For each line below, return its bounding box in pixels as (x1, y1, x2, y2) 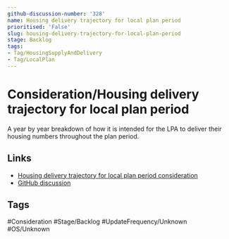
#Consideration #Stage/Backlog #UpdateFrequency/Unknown (7, 217, 187, 226)
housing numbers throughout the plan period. (7, 131, 140, 141)
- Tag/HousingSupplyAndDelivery (7, 50, 102, 57)
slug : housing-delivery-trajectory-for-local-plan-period (7, 30, 181, 37)
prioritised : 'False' (7, 23, 71, 30)
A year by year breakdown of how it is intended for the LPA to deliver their (7, 124, 222, 133)
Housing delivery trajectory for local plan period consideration (17, 171, 199, 179)
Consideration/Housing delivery (7, 86, 199, 102)
